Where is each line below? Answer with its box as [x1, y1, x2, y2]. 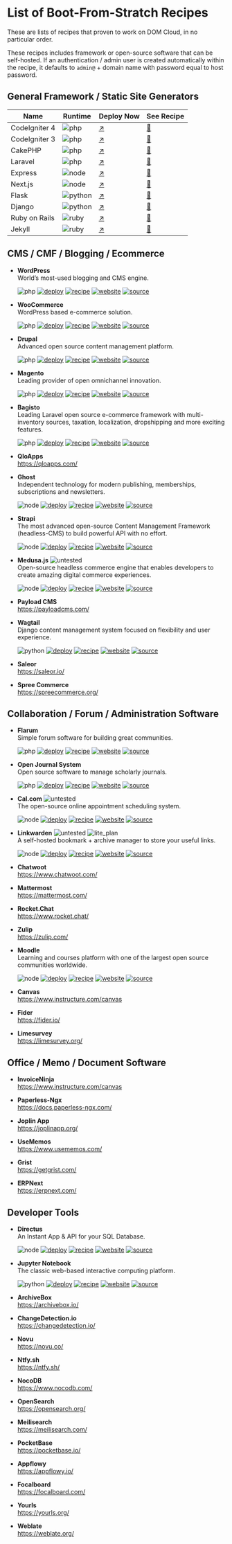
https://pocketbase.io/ [17, 1446, 81, 1454]
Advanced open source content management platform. [17, 341, 175, 350]
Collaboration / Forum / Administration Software [7, 708, 220, 720]
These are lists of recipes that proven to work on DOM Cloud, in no [7, 28, 198, 36]
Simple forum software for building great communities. [17, 734, 173, 742]
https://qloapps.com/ [17, 459, 78, 468]
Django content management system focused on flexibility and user [17, 625, 211, 634]
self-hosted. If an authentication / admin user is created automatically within [7, 55, 224, 64]
